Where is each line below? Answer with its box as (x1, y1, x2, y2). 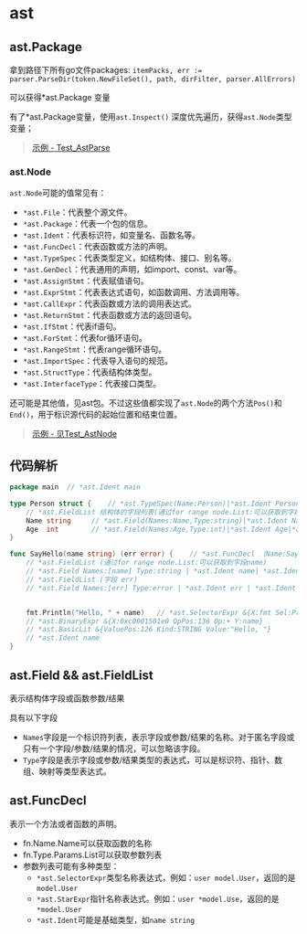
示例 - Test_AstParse (31, 143, 111, 153)
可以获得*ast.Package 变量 (9, 92, 111, 102)
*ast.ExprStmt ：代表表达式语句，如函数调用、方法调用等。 (22, 287, 245, 298)
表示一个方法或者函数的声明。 (9, 818, 122, 829)
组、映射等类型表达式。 (22, 766, 111, 777)
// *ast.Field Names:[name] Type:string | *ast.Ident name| (26, 567, 259, 576)
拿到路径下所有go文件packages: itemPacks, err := (9, 65, 203, 75)
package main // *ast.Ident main (9, 483, 142, 492)
